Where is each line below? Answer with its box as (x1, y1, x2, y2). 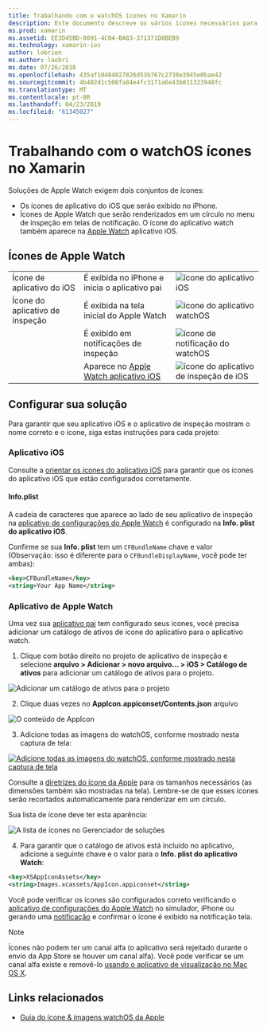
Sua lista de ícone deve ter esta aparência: (8, 810, 148, 820)
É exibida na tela (83, 300, 145, 311)
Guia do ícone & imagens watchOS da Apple (19, 1012, 164, 1022)
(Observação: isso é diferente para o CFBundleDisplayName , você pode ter (8, 550, 248, 560)
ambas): (8, 559, 36, 569)
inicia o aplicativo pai (83, 282, 162, 293)
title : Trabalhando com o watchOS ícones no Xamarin (8, 11, 187, 20)
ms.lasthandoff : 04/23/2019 (8, 100, 102, 108)
